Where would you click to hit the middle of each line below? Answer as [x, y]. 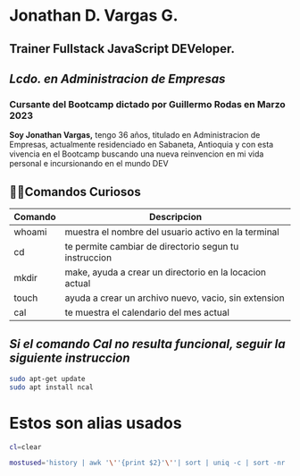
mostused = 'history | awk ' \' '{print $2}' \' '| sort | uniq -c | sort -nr [147, 463]
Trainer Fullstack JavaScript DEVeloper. [122, 49]
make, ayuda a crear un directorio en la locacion [165, 272]
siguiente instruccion [70, 358]
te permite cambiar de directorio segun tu [152, 247]
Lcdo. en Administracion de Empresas [117, 78]
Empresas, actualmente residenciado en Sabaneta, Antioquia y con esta [142, 145]
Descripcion [175, 217]
